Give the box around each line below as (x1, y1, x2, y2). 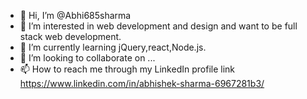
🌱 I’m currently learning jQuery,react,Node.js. (19, 41, 207, 53)
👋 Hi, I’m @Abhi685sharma (19, 10, 132, 21)
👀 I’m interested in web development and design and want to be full (19, 20, 298, 32)
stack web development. (19, 31, 122, 42)
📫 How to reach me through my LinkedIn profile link (19, 63, 235, 75)
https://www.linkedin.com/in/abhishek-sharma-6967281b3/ (19, 78, 265, 89)
